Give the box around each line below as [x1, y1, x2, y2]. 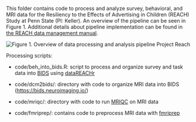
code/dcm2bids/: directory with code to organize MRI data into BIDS [14, 81, 180, 88]
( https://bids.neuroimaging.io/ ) [14, 87, 89, 94]
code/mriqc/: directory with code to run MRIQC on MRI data [14, 98, 159, 105]
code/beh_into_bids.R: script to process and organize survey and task [14, 63, 183, 70]
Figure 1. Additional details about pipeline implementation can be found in [6, 23, 183, 30]
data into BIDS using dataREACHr [14, 70, 95, 76]
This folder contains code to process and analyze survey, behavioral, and [6, 5, 183, 12]
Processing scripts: [6, 52, 53, 59]
